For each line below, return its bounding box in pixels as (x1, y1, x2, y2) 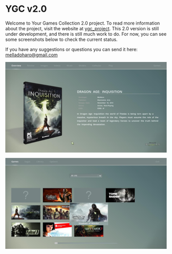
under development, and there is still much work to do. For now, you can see (5, 31, 167, 37)
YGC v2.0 (5, 3, 47, 15)
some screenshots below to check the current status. (5, 36, 118, 43)
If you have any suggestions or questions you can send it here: (5, 46, 138, 52)
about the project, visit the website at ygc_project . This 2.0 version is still (5, 25, 159, 31)
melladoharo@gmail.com (5, 52, 58, 58)
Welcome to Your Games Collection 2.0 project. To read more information (5, 20, 160, 26)
